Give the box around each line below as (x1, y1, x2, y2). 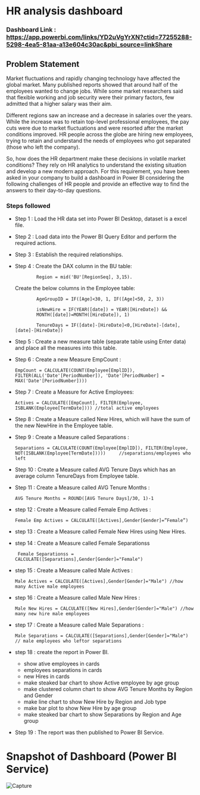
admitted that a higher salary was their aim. (6, 100, 112, 107)
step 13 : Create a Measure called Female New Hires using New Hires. (14, 528, 186, 535)
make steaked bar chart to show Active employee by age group (23, 679, 180, 686)
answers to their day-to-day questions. (6, 186, 102, 194)
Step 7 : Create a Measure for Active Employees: (14, 388, 134, 395)
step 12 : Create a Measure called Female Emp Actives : (14, 506, 151, 513)
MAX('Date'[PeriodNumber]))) (14, 378, 87, 384)
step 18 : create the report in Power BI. (14, 649, 109, 656)
